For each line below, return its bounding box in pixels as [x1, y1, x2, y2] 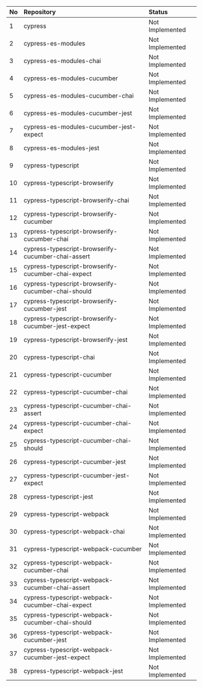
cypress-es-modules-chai [24, 57, 101, 65]
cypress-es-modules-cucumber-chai [24, 92, 134, 99]
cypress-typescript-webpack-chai [24, 528, 125, 535]
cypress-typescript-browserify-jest [24, 336, 128, 344]
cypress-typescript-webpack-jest [24, 667, 123, 675]
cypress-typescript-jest [24, 492, 94, 501]
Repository [24, 8, 56, 16]
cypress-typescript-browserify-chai [24, 196, 130, 204]
